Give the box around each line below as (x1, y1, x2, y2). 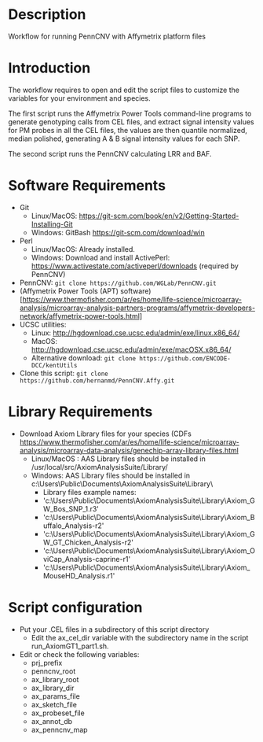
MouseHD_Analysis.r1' (42, 570, 115, 580)
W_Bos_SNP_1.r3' (42, 504, 100, 513)
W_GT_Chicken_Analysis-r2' (42, 537, 133, 547)
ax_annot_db (31, 716, 73, 725)
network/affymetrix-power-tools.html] (19, 311, 143, 320)
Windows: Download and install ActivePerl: (31, 253, 170, 262)
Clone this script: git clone (19, 368, 108, 378)
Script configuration (8, 598, 143, 616)
